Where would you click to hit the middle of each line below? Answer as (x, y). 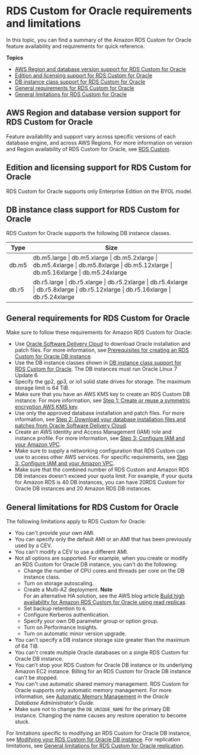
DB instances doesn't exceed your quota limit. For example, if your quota (103, 476)
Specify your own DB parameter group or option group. (91, 621)
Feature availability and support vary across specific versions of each (91, 136)
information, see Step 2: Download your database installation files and (100, 419)
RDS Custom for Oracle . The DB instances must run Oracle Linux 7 (96, 369)
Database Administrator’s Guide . (54, 703)
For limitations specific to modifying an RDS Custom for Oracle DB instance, (99, 733)
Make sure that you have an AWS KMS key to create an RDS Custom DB (102, 394)
